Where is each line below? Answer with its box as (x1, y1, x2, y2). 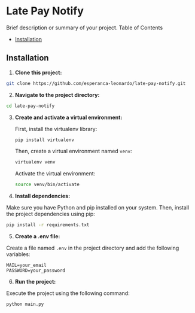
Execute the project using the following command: (6, 290, 130, 297)
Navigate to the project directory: (14, 91, 100, 98)
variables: (6, 251, 31, 258)
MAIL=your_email (6, 262, 47, 268)
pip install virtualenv (14, 136, 75, 143)
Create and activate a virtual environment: (14, 114, 123, 121)
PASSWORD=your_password (6, 268, 66, 274)
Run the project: (14, 278, 56, 285)
